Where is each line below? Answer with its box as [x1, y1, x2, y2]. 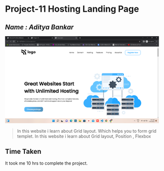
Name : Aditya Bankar [5, 23, 74, 31]
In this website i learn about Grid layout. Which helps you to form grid [17, 128, 157, 134]
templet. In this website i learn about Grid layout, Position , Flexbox [17, 133, 151, 139]
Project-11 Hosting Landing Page [5, 3, 139, 15]
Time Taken [5, 147, 41, 155]
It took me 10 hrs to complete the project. [5, 160, 88, 166]
